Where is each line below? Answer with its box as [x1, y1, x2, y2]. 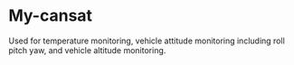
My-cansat [8, 5, 92, 26]
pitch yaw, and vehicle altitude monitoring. [8, 44, 166, 55]
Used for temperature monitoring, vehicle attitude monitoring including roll [8, 35, 286, 46]
